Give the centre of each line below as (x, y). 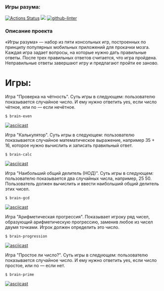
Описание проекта (29, 31)
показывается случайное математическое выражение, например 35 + (80, 140)
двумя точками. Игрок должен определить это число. (62, 227)
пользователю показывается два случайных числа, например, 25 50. (78, 178)
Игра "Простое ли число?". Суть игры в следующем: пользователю (77, 255)
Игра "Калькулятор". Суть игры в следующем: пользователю (70, 135)
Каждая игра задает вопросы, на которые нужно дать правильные (76, 52)
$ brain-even (19, 116)
